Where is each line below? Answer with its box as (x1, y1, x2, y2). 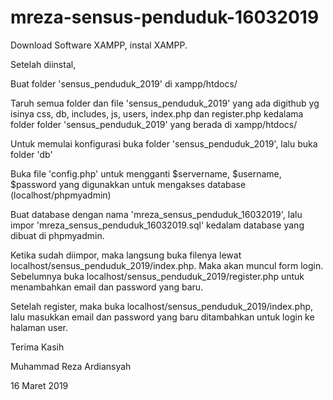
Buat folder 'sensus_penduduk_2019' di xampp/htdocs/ (10, 77, 238, 90)
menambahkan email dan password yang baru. (10, 281, 204, 293)
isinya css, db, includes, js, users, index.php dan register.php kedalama (10, 107, 304, 120)
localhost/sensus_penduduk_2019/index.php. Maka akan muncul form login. (10, 259, 324, 271)
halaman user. (10, 321, 68, 333)
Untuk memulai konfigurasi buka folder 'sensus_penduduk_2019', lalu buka (10, 137, 318, 150)
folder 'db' (10, 148, 53, 160)
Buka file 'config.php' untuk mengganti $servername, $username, (10, 167, 282, 180)
